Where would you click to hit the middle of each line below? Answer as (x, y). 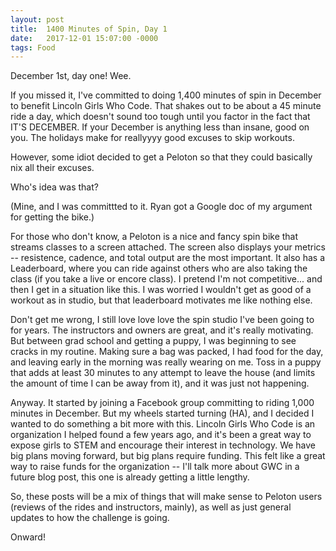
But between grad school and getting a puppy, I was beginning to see (153, 341)
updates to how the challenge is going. (90, 518)
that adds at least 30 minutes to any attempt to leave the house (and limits (163, 373)
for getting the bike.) (52, 217)
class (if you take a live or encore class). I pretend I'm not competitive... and (166, 279)
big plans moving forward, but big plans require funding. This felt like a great (168, 456)
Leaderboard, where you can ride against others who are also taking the (159, 268)
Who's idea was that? (54, 187)
